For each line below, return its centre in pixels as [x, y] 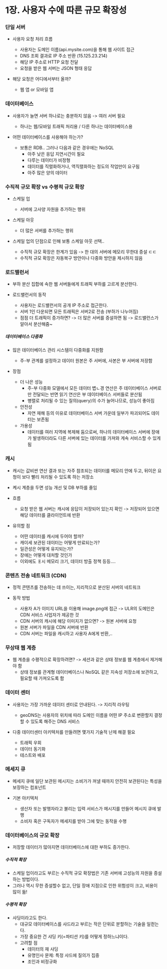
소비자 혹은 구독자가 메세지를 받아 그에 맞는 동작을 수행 [73, 821]
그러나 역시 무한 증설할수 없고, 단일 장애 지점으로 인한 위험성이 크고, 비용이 [85, 885]
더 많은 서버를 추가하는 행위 [46, 231]
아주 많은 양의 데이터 [47, 173]
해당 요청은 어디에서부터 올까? [42, 79]
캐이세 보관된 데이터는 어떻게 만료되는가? [60, 542]
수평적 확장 [16, 904]
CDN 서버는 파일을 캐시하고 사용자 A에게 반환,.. [66, 633]
